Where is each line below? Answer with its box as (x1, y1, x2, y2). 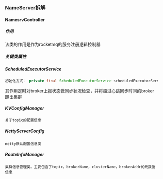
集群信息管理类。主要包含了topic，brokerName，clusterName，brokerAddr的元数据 (5, 164, 156, 170)
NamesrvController (5, 17, 45, 22)
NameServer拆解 (5, 4, 46, 11)
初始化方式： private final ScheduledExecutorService (5, 78, 112, 83)
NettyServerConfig (5, 128, 45, 134)
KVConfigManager (5, 106, 45, 111)
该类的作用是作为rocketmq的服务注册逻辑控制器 (5, 41, 101, 47)
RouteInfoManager (5, 152, 45, 158)
